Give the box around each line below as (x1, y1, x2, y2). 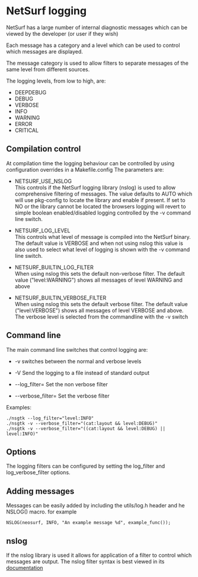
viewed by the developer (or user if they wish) (6, 30, 119, 37)
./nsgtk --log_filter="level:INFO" (6, 415, 94, 421)
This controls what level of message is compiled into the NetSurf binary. (14, 233, 191, 240)
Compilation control (6, 144, 81, 154)
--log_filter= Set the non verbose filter (14, 380, 108, 387)
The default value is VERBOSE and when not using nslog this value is (14, 239, 184, 247)
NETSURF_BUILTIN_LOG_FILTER (14, 263, 94, 271)
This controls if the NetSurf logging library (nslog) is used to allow (14, 184, 176, 191)
